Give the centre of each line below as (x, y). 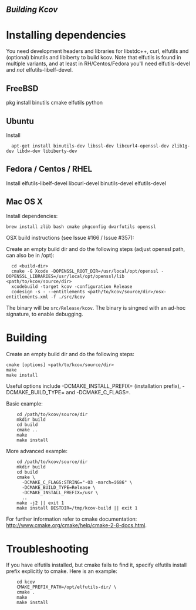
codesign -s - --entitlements (48, 291)
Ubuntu (20, 121)
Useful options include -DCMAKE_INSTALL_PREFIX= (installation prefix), (94, 386)
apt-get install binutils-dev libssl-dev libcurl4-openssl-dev (90, 146)
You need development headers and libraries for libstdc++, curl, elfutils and (97, 51)
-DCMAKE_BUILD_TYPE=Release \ (58, 487)
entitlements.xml (27, 297)
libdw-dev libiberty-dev (47, 151)
